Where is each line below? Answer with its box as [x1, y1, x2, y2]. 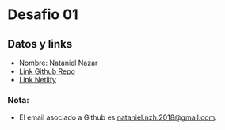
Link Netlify [18, 75, 57, 84]
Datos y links [7, 37, 73, 51]
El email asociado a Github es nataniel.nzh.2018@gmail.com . [18, 113, 217, 122]
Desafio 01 [7, 6, 78, 24]
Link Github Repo [18, 67, 76, 76]
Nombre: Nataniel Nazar [18, 58, 98, 67]
